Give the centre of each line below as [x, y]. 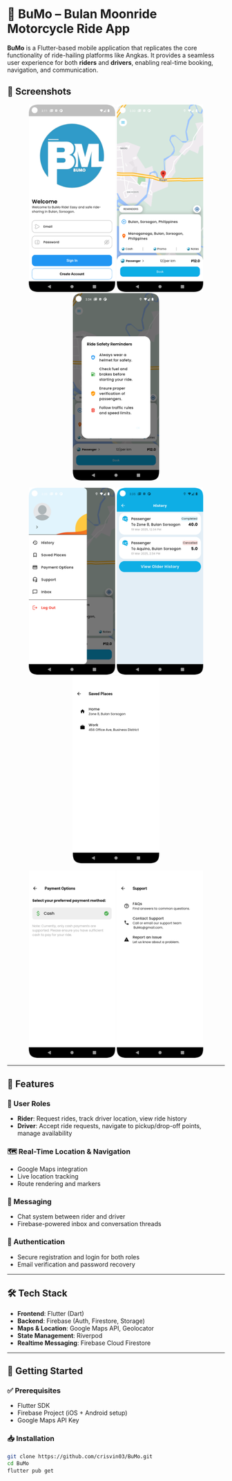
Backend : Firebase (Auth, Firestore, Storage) [81, 1321]
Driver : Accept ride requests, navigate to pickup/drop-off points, [109, 1125]
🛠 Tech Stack [37, 1294]
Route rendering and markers [59, 1184]
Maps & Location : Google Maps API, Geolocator [85, 1328]
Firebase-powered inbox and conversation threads [89, 1224]
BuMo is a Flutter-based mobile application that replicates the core [102, 48]
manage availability [45, 1133]
